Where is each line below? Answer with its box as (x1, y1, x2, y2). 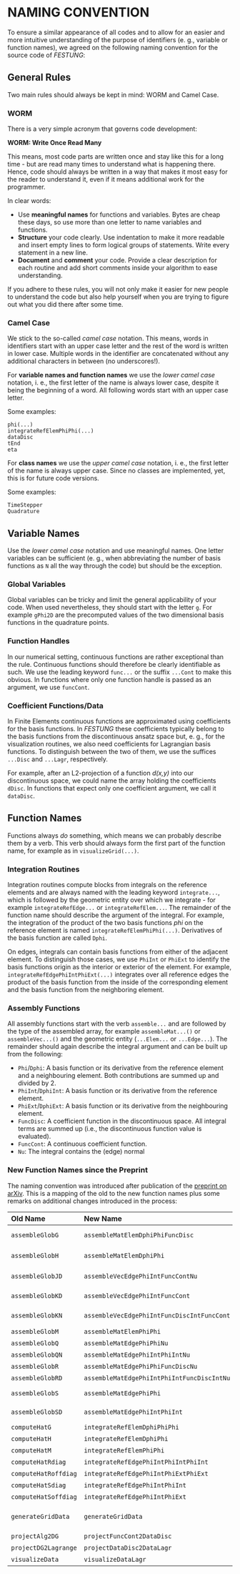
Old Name (11, 1213, 46, 1223)
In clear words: (7, 197, 51, 205)
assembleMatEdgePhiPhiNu (84, 1339, 169, 1347)
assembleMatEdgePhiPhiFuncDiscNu (84, 1362, 198, 1370)
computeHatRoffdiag (11, 1470, 77, 1478)
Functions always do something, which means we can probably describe (7, 831, 222, 840)
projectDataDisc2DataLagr (84, 1543, 172, 1552)
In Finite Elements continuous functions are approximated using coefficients (7, 717, 231, 726)
